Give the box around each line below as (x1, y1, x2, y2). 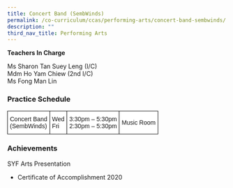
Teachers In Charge (7, 49, 66, 57)
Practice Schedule (7, 95, 71, 104)
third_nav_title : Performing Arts (7, 29, 108, 37)
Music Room (121, 118, 156, 126)
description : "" (7, 23, 54, 30)
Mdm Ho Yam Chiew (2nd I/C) (7, 70, 93, 78)
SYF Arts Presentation (7, 159, 71, 168)
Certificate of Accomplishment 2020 (17, 173, 123, 181)
